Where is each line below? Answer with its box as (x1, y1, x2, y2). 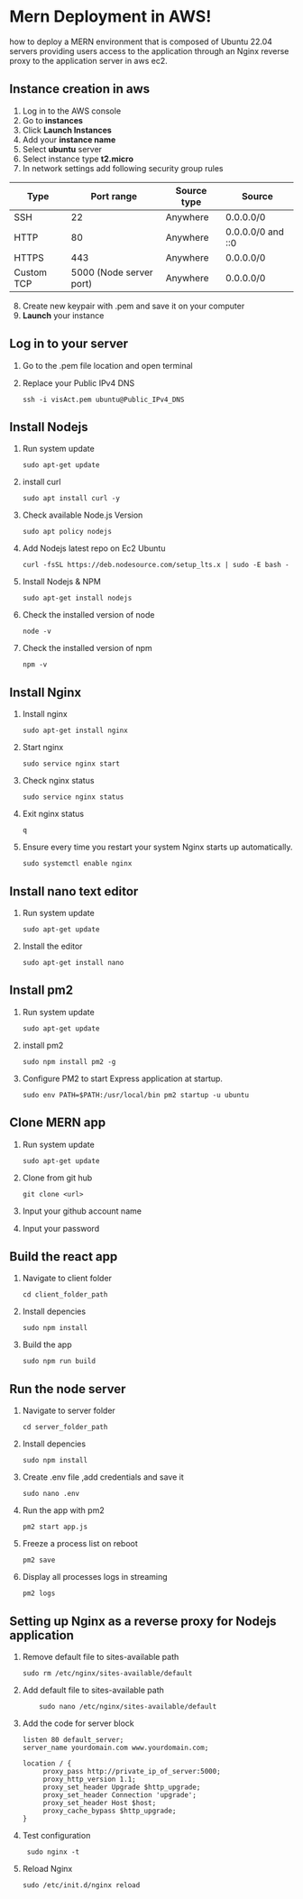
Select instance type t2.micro (22, 153, 133, 164)
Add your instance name (22, 133, 116, 145)
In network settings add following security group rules (22, 162, 224, 173)
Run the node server (9, 1381, 126, 1397)
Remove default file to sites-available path (22, 1652, 179, 1663)
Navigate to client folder (22, 1273, 113, 1284)
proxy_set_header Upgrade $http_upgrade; (42, 1783, 201, 1792)
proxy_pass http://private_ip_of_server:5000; (42, 1767, 221, 1776)
